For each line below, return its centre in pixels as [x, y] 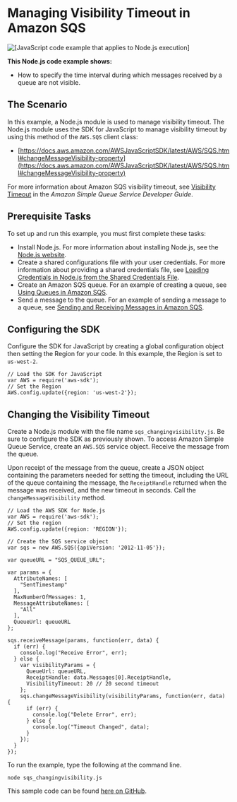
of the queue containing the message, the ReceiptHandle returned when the [117, 483]
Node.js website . [42, 254]
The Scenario [37, 105]
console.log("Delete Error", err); [85, 715]
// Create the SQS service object [58, 542]
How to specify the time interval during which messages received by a [120, 75]
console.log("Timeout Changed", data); [91, 727]
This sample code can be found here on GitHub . [77, 791]
